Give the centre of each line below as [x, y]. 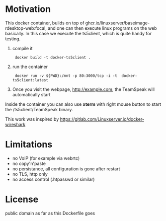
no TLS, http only [30, 174]
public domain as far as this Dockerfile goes [50, 213]
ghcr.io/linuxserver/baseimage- [118, 23]
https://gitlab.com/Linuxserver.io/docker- [102, 119]
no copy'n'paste [29, 163]
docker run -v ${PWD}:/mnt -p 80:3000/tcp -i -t [66, 75]
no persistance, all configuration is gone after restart [66, 169]
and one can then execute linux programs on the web [102, 28]
